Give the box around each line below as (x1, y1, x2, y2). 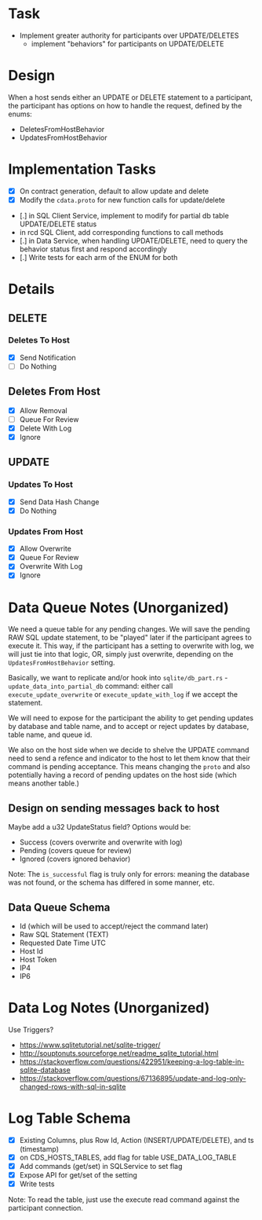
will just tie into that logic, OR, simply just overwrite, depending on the (8, 650, 234, 659)
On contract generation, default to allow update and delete (19, 186, 209, 196)
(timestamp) (19, 1144, 59, 1153)
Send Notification (19, 353, 76, 362)
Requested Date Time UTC (19, 938, 106, 947)
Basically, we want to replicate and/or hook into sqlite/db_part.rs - (8, 673, 228, 683)
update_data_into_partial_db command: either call (8, 681, 173, 691)
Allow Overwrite (19, 544, 72, 554)
